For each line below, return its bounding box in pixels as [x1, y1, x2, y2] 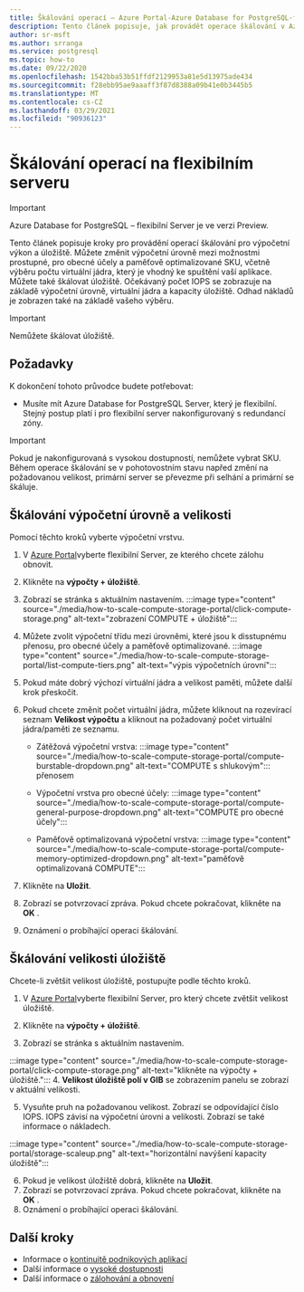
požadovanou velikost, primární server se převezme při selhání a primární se [9, 472, 294, 483]
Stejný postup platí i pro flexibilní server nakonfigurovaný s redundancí [22, 407, 286, 418]
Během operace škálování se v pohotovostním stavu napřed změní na [9, 462, 269, 473]
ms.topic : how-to [9, 55, 75, 64]
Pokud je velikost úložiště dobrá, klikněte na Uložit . [22, 1174, 214, 1186]
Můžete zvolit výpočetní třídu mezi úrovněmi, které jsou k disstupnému [22, 630, 287, 641]
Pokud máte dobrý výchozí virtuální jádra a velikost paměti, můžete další [22, 676, 292, 688]
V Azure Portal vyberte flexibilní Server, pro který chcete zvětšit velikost [22, 992, 289, 1003]
